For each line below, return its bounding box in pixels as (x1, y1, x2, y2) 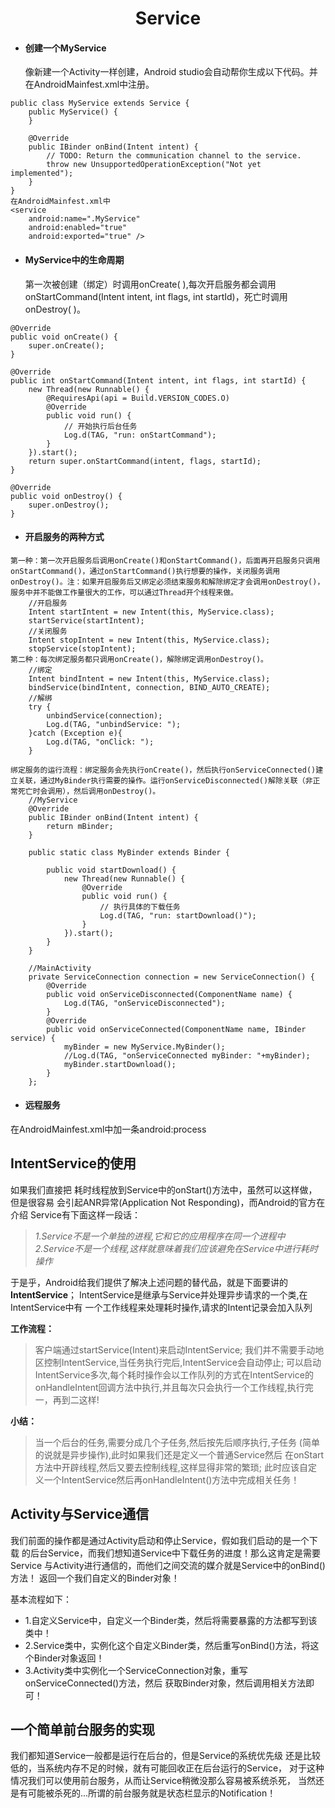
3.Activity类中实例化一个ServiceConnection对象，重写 (24, 1664, 248, 1676)
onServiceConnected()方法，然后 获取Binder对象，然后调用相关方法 (24, 1677, 306, 1689)
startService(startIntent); (28, 615, 145, 626)
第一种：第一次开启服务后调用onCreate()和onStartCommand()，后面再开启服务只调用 (10, 555, 321, 566)
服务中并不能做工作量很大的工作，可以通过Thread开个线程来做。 (10, 587, 239, 597)
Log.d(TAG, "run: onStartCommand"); (63, 430, 217, 440)
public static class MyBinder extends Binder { (28, 847, 230, 857)
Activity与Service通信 (10, 1506, 150, 1523)
